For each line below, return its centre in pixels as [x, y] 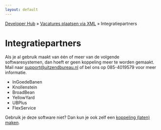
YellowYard [23, 97]
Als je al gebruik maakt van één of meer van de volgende [62, 57]
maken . [12, 122]
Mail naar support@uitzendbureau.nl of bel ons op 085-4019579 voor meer [81, 67]
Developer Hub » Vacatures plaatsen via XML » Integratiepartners [71, 23]
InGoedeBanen [27, 82]
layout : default [21, 10]
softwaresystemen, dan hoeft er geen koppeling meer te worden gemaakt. [80, 62]
